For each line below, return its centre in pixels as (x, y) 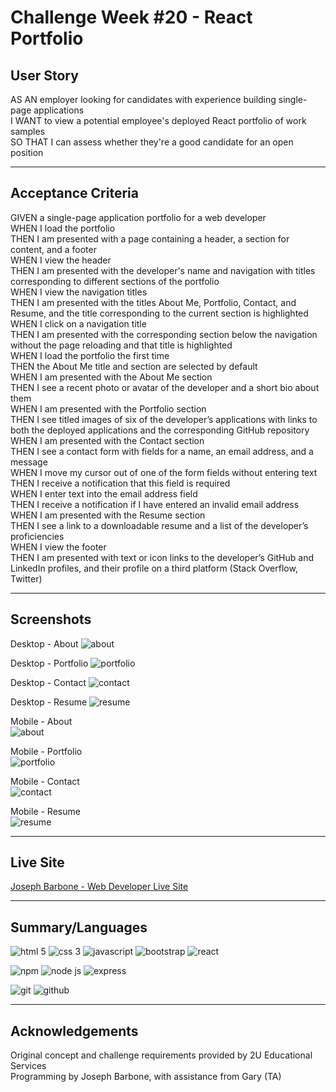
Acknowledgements (74, 1031)
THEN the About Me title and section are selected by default (134, 366)
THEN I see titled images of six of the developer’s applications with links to (164, 419)
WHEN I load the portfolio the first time (90, 355)
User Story (44, 75)
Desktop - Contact (48, 682)
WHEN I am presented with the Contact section (107, 440)
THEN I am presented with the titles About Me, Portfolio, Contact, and (153, 302)
